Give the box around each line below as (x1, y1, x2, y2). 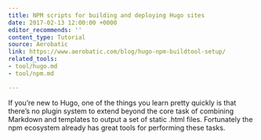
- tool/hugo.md (8, 63, 58, 70)
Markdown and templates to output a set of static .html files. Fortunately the (8, 114, 253, 124)
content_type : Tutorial (8, 33, 86, 41)
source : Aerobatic (8, 41, 68, 48)
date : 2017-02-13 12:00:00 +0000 (8, 19, 118, 27)
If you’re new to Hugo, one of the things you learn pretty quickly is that (8, 98, 237, 107)
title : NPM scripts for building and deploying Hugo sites (8, 11, 205, 20)
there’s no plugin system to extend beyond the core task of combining (8, 106, 234, 116)
